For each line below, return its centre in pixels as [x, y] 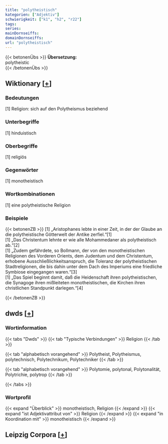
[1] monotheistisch [24, 181]
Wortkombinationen [30, 194]
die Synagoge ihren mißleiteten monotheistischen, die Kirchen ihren [75, 282]
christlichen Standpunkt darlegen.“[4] [44, 288]
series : [13, 29]
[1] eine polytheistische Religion [38, 205]
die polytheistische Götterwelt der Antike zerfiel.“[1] [58, 234]
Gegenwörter [22, 170]
